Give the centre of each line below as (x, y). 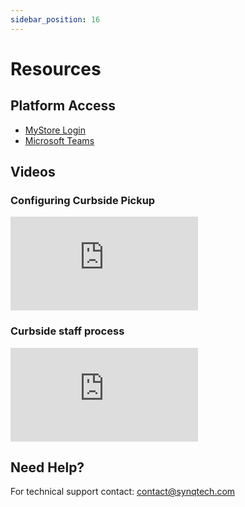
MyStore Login (55, 130)
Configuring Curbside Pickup (83, 200)
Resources (56, 68)
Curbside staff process (67, 331)
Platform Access (63, 106)
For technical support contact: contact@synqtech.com (123, 492)
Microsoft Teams (59, 140)
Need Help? (47, 467)
